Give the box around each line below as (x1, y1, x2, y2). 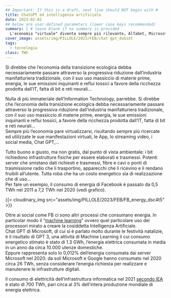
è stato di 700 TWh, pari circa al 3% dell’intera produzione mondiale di (5, 281, 153, 287)
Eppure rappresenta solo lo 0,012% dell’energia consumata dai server (5, 250, 151, 256)
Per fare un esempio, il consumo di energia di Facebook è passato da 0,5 (5, 181, 158, 187)
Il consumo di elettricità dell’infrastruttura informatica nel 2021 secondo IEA (5, 276, 163, 282)
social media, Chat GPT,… (5, 139, 60, 145)
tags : (5, 41, 17, 46)
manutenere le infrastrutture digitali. (5, 266, 80, 272)
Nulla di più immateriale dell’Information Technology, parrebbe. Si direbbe (5, 95, 160, 102)
